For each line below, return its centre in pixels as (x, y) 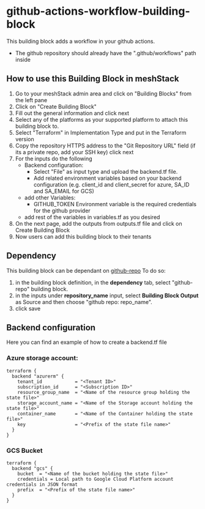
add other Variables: (50, 198)
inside (23, 59)
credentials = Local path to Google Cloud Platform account (95, 479)
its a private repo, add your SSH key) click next (74, 152)
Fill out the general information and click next (72, 113)
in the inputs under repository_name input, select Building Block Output (107, 295)
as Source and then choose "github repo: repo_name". (84, 302)
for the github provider (62, 210)
